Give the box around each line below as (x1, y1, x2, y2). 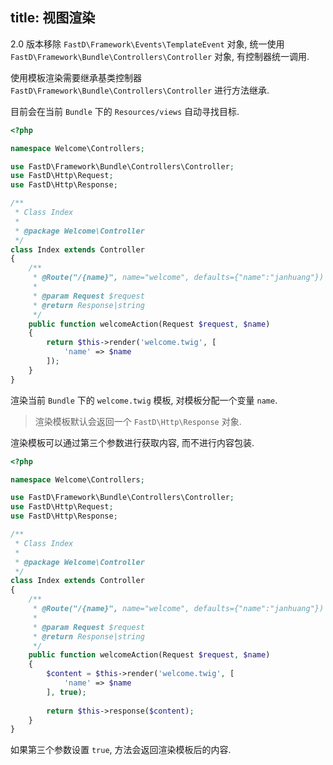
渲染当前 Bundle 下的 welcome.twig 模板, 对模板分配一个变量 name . (10, 394, 278, 406)
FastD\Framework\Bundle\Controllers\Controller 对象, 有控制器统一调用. (10, 50, 310, 62)
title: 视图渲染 (10, 9, 96, 27)
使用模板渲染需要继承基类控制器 (10, 71, 142, 83)
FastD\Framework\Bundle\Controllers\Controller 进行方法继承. (10, 84, 270, 96)
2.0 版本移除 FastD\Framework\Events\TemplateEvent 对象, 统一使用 (10, 38, 285, 50)
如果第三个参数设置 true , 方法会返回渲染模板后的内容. (10, 744, 232, 756)
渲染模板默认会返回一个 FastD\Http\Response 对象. (34, 415, 242, 427)
